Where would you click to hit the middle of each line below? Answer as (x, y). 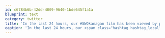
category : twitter (24, 19)
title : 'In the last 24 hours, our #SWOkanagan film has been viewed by (81, 23)
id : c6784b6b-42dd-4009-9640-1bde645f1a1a (49, 10)
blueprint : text (22, 14)
